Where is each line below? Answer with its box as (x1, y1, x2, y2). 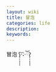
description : (6, 25, 40, 32)
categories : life (6, 20, 51, 26)
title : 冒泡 (6, 15, 35, 21)
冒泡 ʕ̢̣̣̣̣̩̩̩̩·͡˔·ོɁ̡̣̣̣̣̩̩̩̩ (6, 51, 32, 58)
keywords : (6, 31, 32, 38)
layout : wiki (6, 8, 40, 15)
